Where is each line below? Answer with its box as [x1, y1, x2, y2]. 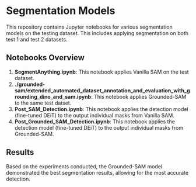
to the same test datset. [14, 99, 72, 106]
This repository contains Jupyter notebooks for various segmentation [6, 23, 173, 30]
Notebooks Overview [6, 53, 85, 63]
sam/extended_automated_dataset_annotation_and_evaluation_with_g [14, 86, 190, 94]
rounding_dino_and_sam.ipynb [14, 93, 92, 100]
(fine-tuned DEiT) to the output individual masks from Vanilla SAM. [14, 112, 175, 119]
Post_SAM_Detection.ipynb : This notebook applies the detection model [14, 105, 188, 112]
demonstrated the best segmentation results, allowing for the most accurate [6, 169, 188, 176]
